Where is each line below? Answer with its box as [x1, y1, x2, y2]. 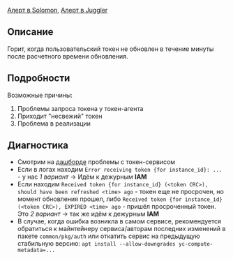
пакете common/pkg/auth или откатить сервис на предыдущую [17, 232, 200, 240]
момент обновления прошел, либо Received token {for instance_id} [17, 195, 223, 203]
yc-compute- [178, 241, 213, 248]
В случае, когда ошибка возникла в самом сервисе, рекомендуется [17, 217, 222, 225]
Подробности [7, 73, 70, 84]
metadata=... [17, 247, 56, 254]
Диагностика [7, 140, 68, 151]
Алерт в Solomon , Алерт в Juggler [7, 6, 108, 14]
